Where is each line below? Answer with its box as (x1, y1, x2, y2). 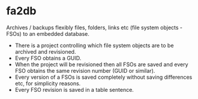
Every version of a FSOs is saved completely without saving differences (14, 73, 193, 81)
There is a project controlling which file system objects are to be (14, 42, 174, 49)
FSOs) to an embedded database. (6, 30, 90, 37)
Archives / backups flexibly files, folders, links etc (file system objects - (6, 24, 183, 31)
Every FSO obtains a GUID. (14, 54, 82, 61)
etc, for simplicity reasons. (14, 79, 81, 87)
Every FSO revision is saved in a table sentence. (14, 86, 134, 93)
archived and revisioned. (14, 48, 76, 55)
